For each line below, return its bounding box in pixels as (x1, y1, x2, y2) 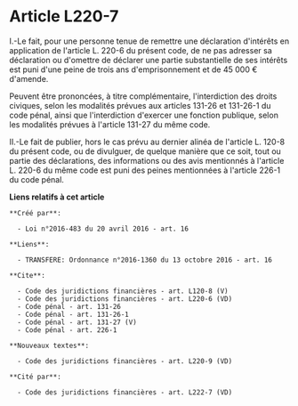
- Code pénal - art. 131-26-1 (17, 310, 129, 319)
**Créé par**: (9, 208, 62, 217)
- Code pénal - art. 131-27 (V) (17, 318, 138, 327)
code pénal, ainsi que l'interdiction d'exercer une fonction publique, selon (9, 110, 278, 120)
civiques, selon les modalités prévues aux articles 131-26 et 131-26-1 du (9, 100, 271, 110)
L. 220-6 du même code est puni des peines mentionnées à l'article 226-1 (9, 165, 281, 175)
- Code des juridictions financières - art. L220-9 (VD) (17, 356, 233, 366)
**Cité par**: (9, 372, 62, 381)
